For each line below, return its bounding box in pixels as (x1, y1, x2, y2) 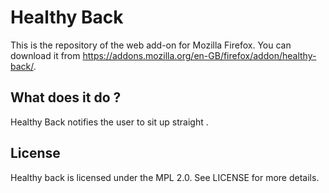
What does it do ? (10, 89, 122, 106)
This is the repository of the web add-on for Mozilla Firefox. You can (10, 39, 292, 51)
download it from (10, 49, 81, 61)
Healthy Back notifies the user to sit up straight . (10, 116, 209, 128)
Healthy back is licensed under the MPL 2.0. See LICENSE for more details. (10, 171, 320, 183)
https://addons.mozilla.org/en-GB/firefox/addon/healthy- (82, 49, 317, 61)
